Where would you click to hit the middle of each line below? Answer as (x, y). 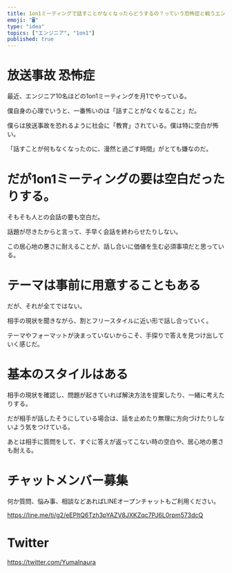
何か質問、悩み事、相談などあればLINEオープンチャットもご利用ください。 (113, 501)
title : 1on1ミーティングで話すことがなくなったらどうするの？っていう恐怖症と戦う (111, 13)
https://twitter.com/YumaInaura (52, 562)
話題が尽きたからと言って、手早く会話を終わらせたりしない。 (95, 232)
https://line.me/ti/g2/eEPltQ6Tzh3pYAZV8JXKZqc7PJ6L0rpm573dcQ (105, 515)
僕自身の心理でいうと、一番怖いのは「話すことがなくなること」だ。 (104, 111)
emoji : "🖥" (23, 20)
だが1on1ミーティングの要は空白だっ (110, 179)
